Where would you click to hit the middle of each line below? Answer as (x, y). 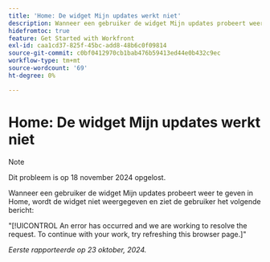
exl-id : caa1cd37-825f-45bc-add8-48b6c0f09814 (88, 46)
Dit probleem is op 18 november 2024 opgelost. (87, 177)
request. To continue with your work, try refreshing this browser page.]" (127, 234)
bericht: (21, 210)
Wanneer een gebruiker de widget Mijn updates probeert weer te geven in (131, 193)
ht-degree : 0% (32, 76)
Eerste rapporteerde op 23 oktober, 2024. (78, 249)
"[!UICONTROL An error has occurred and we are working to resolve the (128, 225)
